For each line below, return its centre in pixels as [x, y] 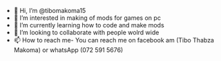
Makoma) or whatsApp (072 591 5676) [68, 50]
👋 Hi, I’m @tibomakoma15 [50, 11]
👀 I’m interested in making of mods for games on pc [87, 18]
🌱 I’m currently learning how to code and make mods [89, 25]
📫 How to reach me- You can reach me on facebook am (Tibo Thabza [114, 40]
